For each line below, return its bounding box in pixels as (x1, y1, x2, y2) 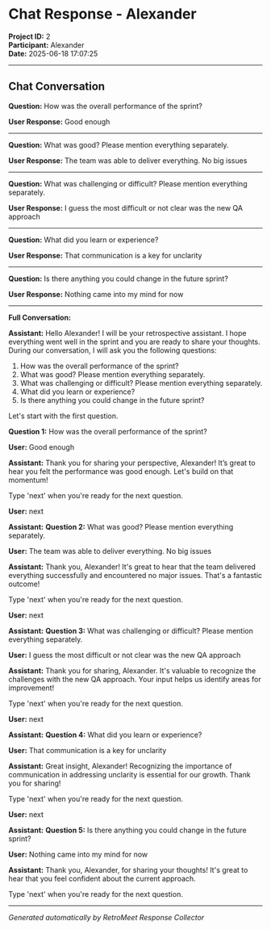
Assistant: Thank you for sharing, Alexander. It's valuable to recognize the (8, 665, 256, 675)
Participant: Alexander (8, 40, 85, 49)
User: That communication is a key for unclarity (8, 745, 167, 755)
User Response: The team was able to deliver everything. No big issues (8, 155, 248, 165)
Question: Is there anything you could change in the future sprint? (8, 274, 228, 283)
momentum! (8, 475, 48, 484)
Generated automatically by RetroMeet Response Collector (8, 912, 205, 922)
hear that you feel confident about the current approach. (8, 873, 196, 883)
